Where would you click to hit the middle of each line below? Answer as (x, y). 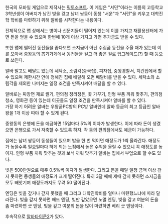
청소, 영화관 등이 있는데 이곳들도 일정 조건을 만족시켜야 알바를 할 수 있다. (76, 100)
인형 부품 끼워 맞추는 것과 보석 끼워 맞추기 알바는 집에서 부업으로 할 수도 (86, 153)
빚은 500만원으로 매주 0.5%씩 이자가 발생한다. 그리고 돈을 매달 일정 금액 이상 (81, 170)
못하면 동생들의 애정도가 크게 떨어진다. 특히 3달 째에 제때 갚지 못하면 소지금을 (86, 176)
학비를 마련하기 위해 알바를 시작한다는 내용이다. (57, 20)
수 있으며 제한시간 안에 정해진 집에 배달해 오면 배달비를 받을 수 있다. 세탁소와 (80, 77)
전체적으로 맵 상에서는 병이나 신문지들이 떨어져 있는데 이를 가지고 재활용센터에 (81, 31)
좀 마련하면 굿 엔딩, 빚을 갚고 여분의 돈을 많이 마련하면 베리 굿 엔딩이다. (74, 206)
